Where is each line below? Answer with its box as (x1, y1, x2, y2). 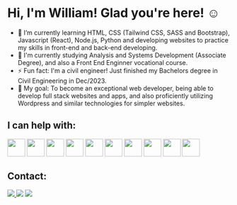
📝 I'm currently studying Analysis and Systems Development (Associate (17, 51, 226, 59)
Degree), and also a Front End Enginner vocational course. (17, 58, 188, 66)
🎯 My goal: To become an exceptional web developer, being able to (17, 83, 214, 93)
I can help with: (7, 119, 76, 131)
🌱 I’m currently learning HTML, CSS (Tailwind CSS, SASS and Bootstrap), (17, 28, 230, 37)
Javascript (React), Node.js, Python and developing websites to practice (17, 35, 229, 44)
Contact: (7, 170, 47, 182)
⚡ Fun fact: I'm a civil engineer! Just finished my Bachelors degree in (17, 66, 218, 75)
